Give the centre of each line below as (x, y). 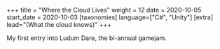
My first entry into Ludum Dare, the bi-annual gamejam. (87, 38)
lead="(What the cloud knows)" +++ (59, 24)
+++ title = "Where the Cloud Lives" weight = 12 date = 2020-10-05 (104, 10)
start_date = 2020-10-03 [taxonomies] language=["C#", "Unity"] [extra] (110, 17)
